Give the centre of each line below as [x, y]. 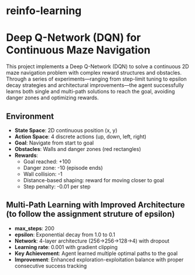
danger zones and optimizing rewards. [52, 98]
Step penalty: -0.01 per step [57, 186]
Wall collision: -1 [43, 174]
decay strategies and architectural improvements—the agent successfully [95, 85]
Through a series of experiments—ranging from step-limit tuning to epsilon [97, 79]
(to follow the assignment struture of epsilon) [90, 214]
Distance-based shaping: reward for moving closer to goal [94, 180]
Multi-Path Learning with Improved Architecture [96, 205]
